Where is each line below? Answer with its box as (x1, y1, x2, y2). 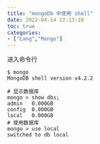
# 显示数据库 (7, 88, 39, 95)
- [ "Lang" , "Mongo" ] (7, 36, 63, 43)
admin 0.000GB (7, 100, 53, 107)
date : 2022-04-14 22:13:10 (7, 16, 84, 23)
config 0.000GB (7, 106, 53, 113)
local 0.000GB (7, 112, 53, 119)
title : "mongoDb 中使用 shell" (7, 10, 94, 17)
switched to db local (7, 132, 69, 139)
